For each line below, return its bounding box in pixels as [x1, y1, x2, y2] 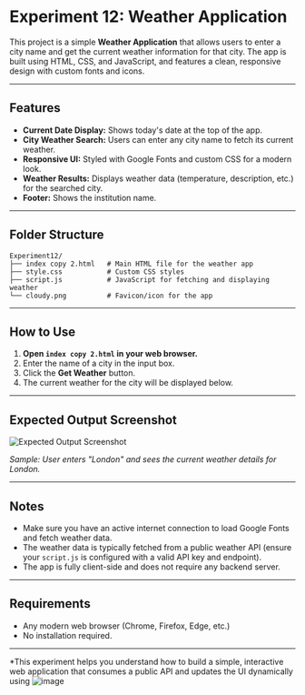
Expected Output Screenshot [9, 412, 177, 428]
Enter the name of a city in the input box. [22, 358, 175, 369]
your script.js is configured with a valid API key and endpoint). [22, 552, 261, 562]
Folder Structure [9, 227, 104, 243]
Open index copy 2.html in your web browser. [22, 348, 198, 359]
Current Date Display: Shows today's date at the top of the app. [22, 125, 263, 136]
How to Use [9, 324, 76, 339]
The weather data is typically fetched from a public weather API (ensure [22, 542, 292, 552]
